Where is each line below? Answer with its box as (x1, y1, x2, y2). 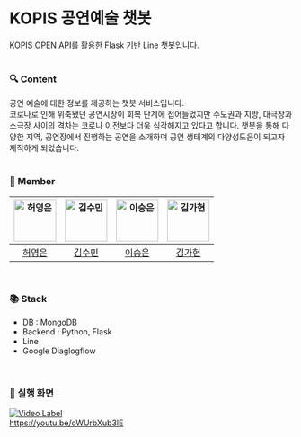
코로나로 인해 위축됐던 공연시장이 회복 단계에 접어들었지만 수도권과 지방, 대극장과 (9, 109, 293, 120)
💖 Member (9, 175, 56, 188)
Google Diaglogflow (22, 345, 96, 356)
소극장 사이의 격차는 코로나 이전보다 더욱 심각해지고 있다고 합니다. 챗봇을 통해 (9, 120, 280, 131)
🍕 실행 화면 (9, 387, 54, 399)
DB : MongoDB (22, 317, 78, 327)
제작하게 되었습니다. (9, 143, 79, 154)
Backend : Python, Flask (22, 326, 112, 337)
